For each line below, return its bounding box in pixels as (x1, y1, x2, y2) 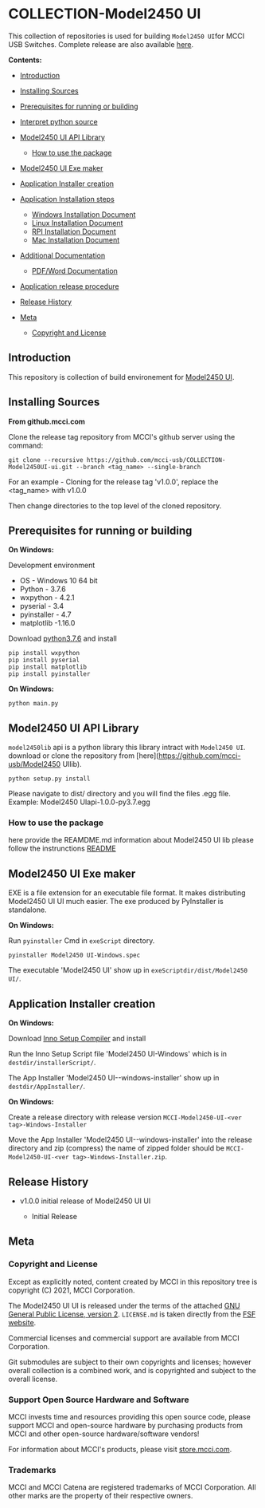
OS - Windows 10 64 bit (19, 576, 98, 586)
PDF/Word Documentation (31, 266, 118, 275)
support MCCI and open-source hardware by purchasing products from (8, 1420, 244, 1430)
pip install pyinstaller (8, 670, 91, 678)
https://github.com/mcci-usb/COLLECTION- (86, 456, 226, 464)
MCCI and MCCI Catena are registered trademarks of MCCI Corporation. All (8, 1482, 256, 1492)
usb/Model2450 (8, 760, 61, 769)
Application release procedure (19, 281, 119, 291)
